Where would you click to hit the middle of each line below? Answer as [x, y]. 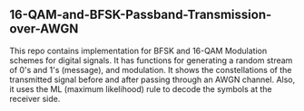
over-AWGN [44, 29]
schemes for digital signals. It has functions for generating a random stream [151, 60]
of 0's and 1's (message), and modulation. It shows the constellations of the [151, 69]
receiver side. [35, 98]
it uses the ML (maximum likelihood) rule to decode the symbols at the [141, 88]
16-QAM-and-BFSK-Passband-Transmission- [141, 15]
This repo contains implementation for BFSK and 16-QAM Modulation [138, 51]
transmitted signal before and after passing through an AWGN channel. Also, [152, 79]
